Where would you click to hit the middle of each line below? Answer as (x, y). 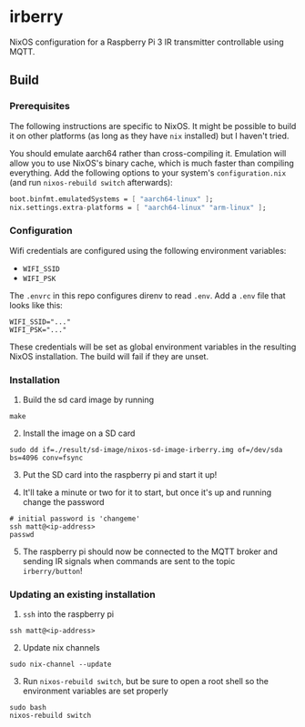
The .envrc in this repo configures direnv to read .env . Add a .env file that (147, 295)
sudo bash (28, 708)
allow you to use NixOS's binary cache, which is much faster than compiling (152, 163)
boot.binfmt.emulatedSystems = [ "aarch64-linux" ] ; (112, 199)
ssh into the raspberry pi (68, 614)
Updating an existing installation (83, 594)
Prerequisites (40, 106)
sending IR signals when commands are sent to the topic (129, 560)
